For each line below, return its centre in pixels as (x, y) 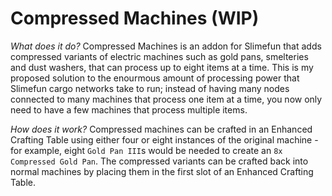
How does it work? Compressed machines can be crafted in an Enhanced (161, 129)
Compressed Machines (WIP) (135, 18)
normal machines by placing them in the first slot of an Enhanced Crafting (162, 171)
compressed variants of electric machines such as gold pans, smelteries (159, 56)
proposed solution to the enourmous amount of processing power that (155, 78)
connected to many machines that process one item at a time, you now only (166, 99)
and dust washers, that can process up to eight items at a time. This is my (162, 67)
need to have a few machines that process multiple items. (129, 109)
